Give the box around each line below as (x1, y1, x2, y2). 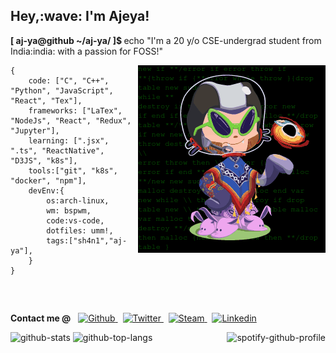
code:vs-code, (46, 215, 105, 226)
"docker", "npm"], (10, 175, 87, 186)
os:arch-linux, (46, 195, 110, 206)
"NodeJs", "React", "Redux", (10, 115, 132, 126)
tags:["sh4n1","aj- (46, 235, 128, 246)
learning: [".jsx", (28, 135, 110, 146)
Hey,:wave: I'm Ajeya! (10, 8, 150, 25)
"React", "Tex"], (10, 95, 83, 106)
